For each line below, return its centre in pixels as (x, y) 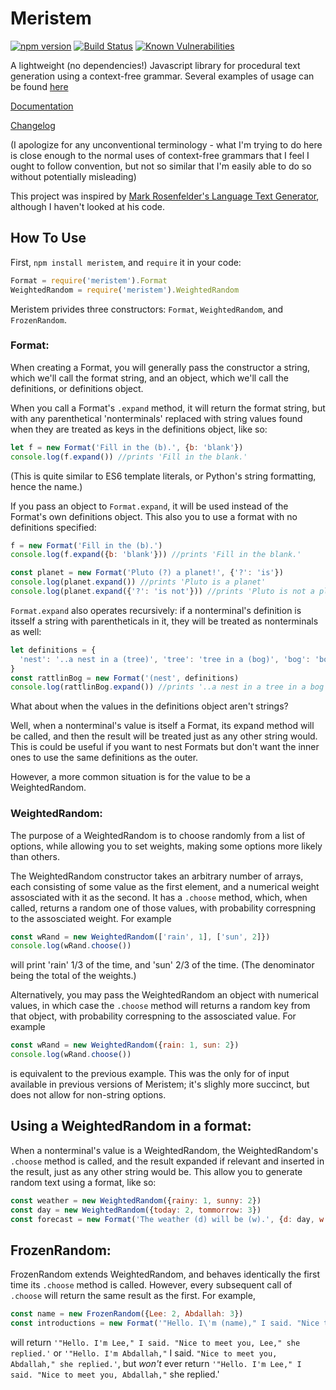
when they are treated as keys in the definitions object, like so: (139, 429)
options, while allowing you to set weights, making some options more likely (166, 846)
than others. (35, 856)
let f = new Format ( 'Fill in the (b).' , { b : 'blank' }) (127, 447)
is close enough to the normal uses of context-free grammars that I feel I (160, 155)
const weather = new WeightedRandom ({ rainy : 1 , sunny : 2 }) (136, 1200)
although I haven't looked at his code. (87, 206)
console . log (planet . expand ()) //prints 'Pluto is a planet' (138, 582)
